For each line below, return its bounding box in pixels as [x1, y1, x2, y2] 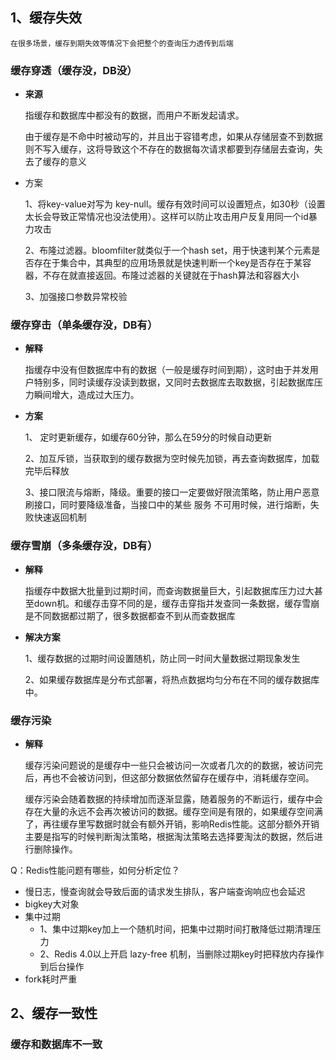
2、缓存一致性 [10, 1005, 98, 1022]
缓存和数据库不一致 [10, 1038, 103, 1052]
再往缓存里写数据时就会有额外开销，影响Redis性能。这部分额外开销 [42, 818, 320, 830]
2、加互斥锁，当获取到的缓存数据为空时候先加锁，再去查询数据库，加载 [24, 453, 320, 465]
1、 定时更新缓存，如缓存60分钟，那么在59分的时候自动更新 [24, 431, 272, 443]
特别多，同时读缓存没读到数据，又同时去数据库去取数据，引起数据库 [33, 376, 315, 388]
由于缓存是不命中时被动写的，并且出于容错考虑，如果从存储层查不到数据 [24, 131, 323, 143]
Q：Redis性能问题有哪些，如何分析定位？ [10, 864, 181, 876]
